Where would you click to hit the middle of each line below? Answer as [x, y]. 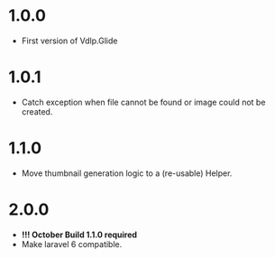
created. [37, 111]
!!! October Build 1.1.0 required [79, 235]
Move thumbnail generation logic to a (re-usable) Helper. [127, 173]
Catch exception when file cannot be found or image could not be [143, 102]
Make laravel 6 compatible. [72, 244]
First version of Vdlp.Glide [69, 41]
